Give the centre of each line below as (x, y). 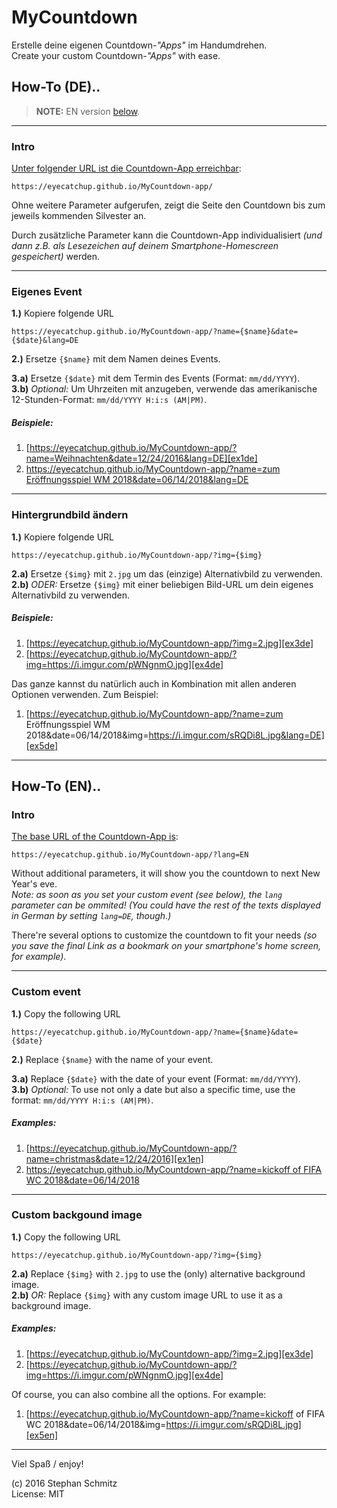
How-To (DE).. (56, 87)
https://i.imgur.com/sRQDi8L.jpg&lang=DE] (236, 735)
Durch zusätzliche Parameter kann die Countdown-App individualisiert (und (167, 235)
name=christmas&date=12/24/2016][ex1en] (114, 1158)
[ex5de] (42, 745)
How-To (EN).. (56, 786)
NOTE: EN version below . (88, 111)
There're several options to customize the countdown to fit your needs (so (164, 935)
